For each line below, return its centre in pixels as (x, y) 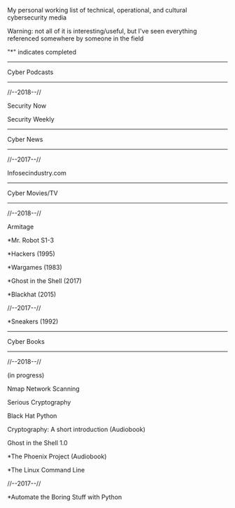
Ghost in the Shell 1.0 (37, 443)
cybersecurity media (37, 17)
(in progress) (26, 375)
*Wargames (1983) (35, 267)
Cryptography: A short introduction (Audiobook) (76, 429)
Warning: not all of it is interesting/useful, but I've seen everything (102, 31)
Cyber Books (26, 341)
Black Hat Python (32, 416)
